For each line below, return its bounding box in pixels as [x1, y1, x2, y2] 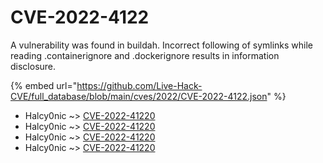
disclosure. [10, 60, 57, 72]
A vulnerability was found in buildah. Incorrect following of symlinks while [10, 39, 314, 51]
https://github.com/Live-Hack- [76, 79, 203, 91]
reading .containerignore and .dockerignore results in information [10, 49, 280, 61]
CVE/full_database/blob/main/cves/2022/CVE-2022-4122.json [10, 90, 268, 102]
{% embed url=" [10, 79, 78, 91]
